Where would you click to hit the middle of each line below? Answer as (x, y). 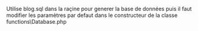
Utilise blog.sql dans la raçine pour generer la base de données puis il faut (99, 9)
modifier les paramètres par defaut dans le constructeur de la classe (92, 15)
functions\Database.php (36, 22)
